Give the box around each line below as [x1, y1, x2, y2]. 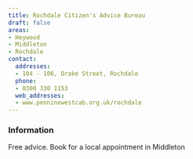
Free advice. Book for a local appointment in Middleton [8, 143, 186, 152]
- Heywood [8, 33, 41, 42]
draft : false [8, 19, 51, 27]
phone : [15, 77, 37, 85]
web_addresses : [15, 92, 65, 99]
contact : [8, 56, 37, 63]
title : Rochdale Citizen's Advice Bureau [8, 11, 146, 20]
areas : [8, 26, 30, 34]
